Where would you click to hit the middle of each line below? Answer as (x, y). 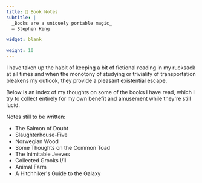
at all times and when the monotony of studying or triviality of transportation (101, 74)
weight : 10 (20, 51)
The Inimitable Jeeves (43, 154)
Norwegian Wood (37, 141)
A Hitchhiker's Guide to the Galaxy (58, 173)
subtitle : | (21, 18)
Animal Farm (31, 167)
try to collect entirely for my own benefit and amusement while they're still (99, 98)
